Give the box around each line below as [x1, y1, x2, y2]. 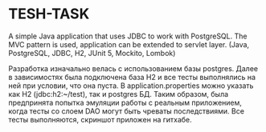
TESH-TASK [8, 5, 90, 23]
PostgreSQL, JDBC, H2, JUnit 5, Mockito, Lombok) [8, 48, 176, 58]
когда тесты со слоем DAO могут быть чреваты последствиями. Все [8, 106, 245, 116]
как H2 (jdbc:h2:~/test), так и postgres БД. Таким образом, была [8, 89, 229, 98]
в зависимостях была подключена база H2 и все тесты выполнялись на [8, 72, 256, 82]
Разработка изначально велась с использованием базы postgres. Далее [8, 63, 259, 73]
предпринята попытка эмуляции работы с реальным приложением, [8, 98, 243, 107]
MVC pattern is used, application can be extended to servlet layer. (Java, [8, 39, 250, 49]
